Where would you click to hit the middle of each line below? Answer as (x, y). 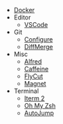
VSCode (36, 25)
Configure (38, 39)
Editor (22, 17)
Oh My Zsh (40, 106)
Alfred (33, 61)
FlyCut (34, 76)
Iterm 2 (34, 98)
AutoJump (39, 113)
